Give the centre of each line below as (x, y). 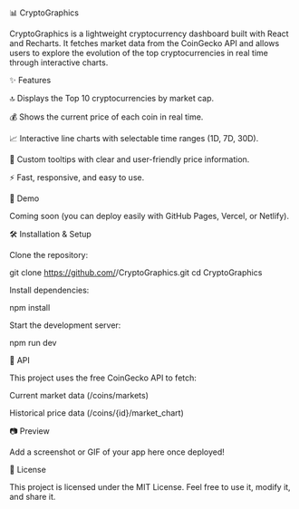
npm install (30, 307)
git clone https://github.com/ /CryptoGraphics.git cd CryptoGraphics (136, 273)
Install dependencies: (49, 290)
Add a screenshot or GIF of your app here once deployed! (117, 452)
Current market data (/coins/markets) (79, 395)
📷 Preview (29, 431)
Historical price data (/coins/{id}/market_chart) (96, 413)
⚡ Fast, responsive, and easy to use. (77, 178)
